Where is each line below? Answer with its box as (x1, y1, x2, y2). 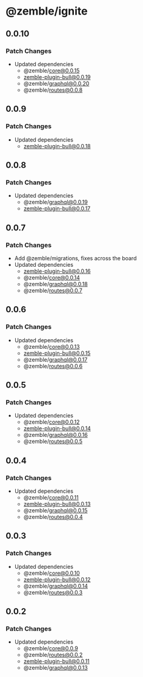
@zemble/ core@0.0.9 (23, 645, 78, 652)
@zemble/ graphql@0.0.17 (23, 356, 88, 363)
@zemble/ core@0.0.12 (23, 418, 80, 426)
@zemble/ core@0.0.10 (23, 569, 80, 577)
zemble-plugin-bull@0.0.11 (23, 658, 90, 665)
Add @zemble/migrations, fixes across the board (14, 254, 137, 262)
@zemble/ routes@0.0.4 (23, 514, 83, 520)
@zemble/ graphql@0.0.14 (23, 582, 88, 589)
